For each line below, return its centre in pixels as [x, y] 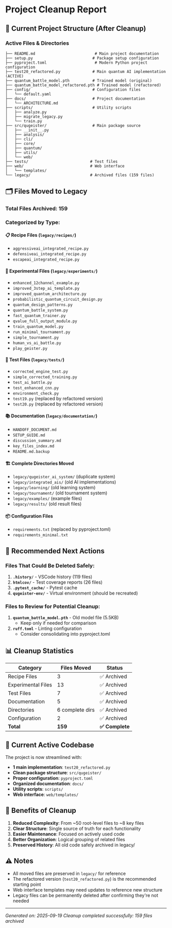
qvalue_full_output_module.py [45, 321]
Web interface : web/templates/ [46, 794]
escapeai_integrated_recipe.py [46, 260]
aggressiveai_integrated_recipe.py [51, 249]
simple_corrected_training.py [45, 377]
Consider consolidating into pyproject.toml [65, 634]
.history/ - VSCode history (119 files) [52, 577]
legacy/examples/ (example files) [47, 498]
